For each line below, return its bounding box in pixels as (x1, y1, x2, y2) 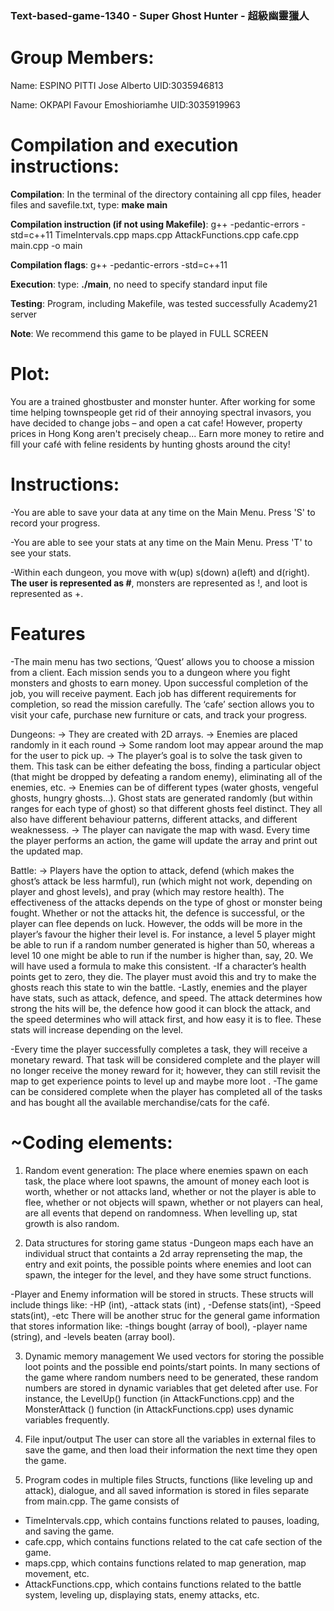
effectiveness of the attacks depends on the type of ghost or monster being (10, 896, 323, 908)
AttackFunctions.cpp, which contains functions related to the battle (24, 1578, 302, 1590)
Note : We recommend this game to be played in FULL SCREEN (10, 327, 269, 339)
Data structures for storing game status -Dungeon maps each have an (24, 1237, 314, 1249)
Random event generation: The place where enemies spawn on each (24, 1164, 309, 1176)
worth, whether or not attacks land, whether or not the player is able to (24, 1185, 317, 1197)
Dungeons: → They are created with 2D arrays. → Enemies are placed (10, 728, 298, 740)
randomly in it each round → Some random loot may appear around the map (10, 738, 324, 751)
